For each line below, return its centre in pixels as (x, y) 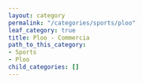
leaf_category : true (42, 30)
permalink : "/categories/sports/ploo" (72, 23)
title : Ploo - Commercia (49, 38)
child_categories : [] (44, 67)
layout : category (37, 15)
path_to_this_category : (47, 45)
